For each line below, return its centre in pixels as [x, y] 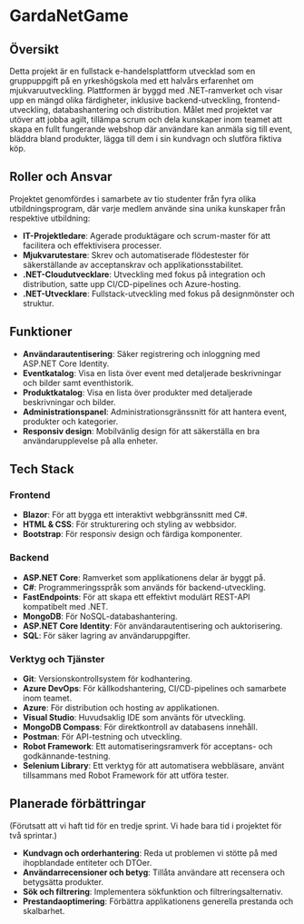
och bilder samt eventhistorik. [78, 383]
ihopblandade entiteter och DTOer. [87, 862]
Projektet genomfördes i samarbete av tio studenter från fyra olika [133, 199]
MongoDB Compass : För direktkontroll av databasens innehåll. [140, 727]
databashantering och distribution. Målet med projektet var [163, 109]
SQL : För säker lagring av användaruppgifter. [106, 635]
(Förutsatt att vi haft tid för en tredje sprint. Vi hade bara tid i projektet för [146, 825]
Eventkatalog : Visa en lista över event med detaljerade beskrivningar [152, 373]
